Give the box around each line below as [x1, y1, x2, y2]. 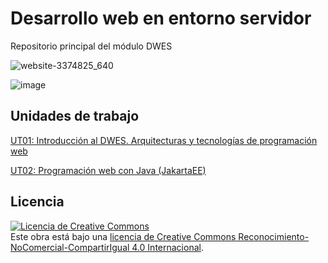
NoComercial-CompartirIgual [10, 241, 130, 253]
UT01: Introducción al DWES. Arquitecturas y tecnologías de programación [10, 134, 318, 146]
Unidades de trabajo [10, 108, 140, 125]
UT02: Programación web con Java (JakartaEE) [10, 164, 207, 176]
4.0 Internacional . [131, 241, 204, 253]
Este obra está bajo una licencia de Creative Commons [10, 230, 237, 242]
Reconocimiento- [238, 230, 310, 242]
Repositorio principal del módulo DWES [10, 40, 173, 52]
